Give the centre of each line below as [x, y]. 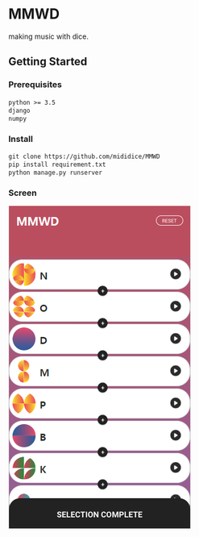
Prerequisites [35, 85]
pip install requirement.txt [57, 164]
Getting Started [48, 62]
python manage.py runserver [56, 173]
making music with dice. [49, 36]
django [19, 110]
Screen [23, 193]
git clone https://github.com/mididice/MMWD [84, 156]
